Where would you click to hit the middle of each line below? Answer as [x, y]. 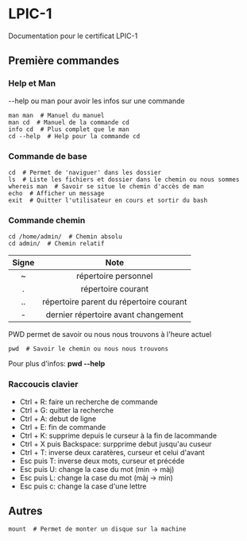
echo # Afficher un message [56, 193]
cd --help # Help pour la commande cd [74, 136]
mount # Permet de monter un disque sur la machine [97, 529]
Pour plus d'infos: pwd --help [57, 364]
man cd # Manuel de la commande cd [69, 122]
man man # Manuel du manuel [56, 115]
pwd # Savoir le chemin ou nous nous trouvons [89, 349]
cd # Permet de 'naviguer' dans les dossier [85, 172]
